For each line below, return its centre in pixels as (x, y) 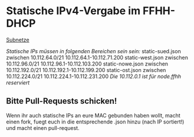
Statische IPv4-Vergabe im (73, 11)
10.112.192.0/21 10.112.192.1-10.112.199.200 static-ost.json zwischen (86, 70)
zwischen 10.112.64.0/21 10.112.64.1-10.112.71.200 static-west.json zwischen (97, 57)
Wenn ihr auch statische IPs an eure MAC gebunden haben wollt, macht (93, 115)
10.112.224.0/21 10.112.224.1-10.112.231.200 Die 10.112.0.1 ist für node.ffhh (94, 76)
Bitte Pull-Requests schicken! (62, 101)
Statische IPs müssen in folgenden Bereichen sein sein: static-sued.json (93, 51)
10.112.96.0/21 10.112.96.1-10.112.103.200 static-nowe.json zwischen (87, 64)
